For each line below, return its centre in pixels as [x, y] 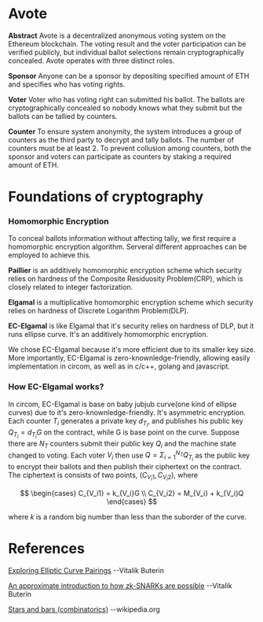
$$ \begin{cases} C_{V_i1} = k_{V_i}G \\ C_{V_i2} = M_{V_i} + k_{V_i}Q [132, 493]
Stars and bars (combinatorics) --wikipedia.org [84, 609]
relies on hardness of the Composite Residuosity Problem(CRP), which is [126, 279]
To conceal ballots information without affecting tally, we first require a [122, 239]
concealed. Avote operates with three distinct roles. [91, 61]
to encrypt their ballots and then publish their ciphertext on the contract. [125, 466]
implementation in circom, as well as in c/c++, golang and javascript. [119, 366]
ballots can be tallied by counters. [63, 116]
